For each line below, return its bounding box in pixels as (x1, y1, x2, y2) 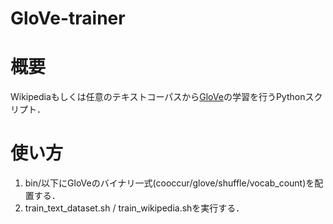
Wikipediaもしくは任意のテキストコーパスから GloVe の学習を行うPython (10, 91, 306, 103)
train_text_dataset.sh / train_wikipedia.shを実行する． (24, 202, 245, 214)
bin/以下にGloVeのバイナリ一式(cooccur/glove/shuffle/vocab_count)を (24, 177, 315, 189)
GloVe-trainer (10, 7, 126, 30)
